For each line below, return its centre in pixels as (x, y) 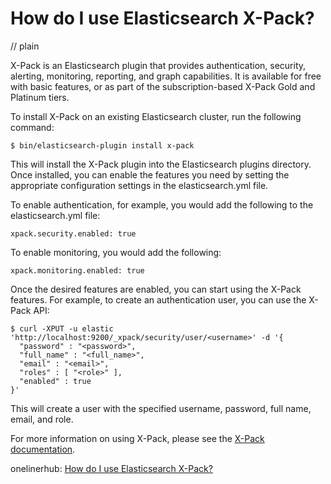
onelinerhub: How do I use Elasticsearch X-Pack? (111, 468)
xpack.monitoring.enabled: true (77, 270)
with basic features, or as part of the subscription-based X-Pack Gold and (163, 86)
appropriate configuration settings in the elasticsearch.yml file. (139, 185)
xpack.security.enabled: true (73, 233)
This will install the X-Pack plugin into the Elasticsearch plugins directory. (161, 164)
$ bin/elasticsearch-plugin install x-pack (102, 145)
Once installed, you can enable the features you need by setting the (150, 174)
